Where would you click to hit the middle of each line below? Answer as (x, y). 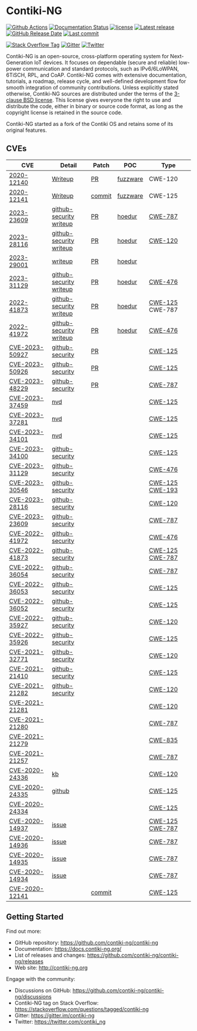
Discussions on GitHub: (43, 990)
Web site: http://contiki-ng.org (51, 967)
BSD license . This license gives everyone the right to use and (97, 100)
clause (14, 100)
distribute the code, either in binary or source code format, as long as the (95, 106)
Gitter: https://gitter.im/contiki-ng (55, 1015)
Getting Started (35, 917)
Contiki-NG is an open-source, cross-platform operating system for (87, 56)
